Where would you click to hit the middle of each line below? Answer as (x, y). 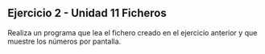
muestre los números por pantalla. (64, 41)
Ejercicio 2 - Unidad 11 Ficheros (87, 13)
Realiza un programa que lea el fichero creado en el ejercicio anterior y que (132, 32)
